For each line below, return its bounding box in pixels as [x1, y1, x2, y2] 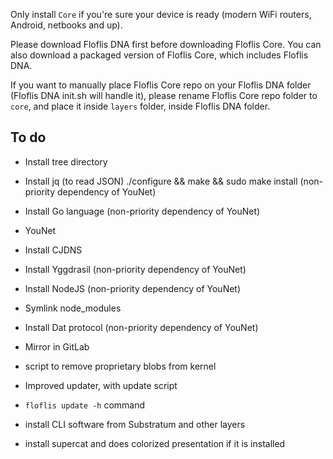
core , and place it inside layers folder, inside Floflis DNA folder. [10, 100, 271, 112]
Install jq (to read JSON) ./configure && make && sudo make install [24, 175, 298, 187]
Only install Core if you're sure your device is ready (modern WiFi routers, [10, 9, 312, 20]
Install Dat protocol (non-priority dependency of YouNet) [24, 321, 259, 333]
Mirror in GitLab [24, 340, 90, 353]
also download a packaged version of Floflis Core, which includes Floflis [10, 49, 309, 61]
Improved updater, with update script [24, 379, 178, 391]
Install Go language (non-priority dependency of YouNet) [24, 205, 261, 217]
